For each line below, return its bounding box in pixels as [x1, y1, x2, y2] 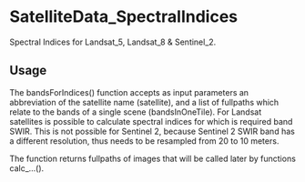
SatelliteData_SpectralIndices [9, 6, 239, 27]
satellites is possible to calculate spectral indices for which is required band [9, 116, 293, 126]
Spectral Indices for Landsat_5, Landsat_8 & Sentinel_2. [9, 36, 217, 47]
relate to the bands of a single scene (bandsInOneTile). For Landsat [9, 106, 262, 117]
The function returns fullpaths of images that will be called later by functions [9, 153, 296, 164]
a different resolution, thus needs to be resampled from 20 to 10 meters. [9, 135, 280, 147]
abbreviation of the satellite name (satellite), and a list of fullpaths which [9, 96, 280, 107]
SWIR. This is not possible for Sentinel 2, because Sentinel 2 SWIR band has [9, 126, 296, 136]
